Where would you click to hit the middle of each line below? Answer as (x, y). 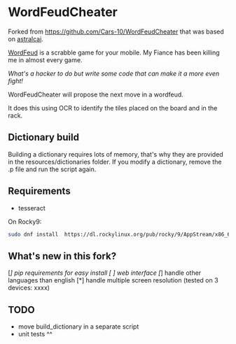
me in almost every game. (45, 59)
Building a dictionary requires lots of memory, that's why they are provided (116, 154)
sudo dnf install (33, 234)
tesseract (32, 208)
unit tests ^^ (35, 334)
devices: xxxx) (29, 288)
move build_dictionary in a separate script (78, 327)
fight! (16, 80)
